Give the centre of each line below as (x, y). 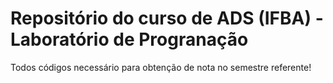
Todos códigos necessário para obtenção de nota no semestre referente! (161, 67)
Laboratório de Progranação (129, 39)
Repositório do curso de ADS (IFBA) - (167, 18)
